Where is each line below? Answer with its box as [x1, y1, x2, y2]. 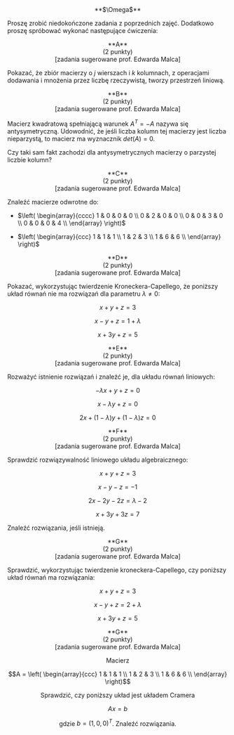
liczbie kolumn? [7, 155, 53, 164]
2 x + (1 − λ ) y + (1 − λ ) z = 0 [79, 413, 156, 422]
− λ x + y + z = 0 [95, 386, 140, 394]
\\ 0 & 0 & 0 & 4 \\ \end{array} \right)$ [17, 219, 126, 227]
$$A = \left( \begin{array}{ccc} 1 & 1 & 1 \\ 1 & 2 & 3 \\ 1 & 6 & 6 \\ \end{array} [8, 670, 228, 678]
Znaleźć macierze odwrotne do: [7, 197, 99, 206]
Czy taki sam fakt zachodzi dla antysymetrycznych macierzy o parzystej [7, 148, 216, 156]
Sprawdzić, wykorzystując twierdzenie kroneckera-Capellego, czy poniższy [7, 566, 226, 574]
